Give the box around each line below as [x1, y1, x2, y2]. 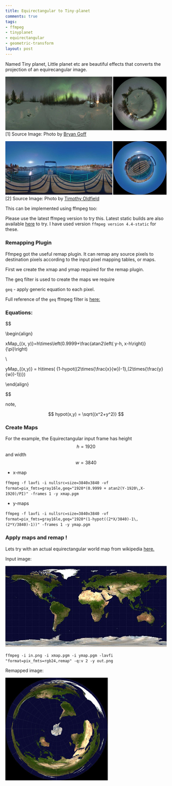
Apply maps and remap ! [5, 534, 68, 541]
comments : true [5, 13, 38, 19]
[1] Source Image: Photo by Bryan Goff [5, 131, 87, 137]
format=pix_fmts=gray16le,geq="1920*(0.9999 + [5, 486, 106, 491]
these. [5, 226, 19, 233]
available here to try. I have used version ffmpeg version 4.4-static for [5, 221, 157, 227]
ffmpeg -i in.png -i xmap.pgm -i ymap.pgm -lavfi [5, 653, 114, 658]
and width [5, 452, 27, 458]
